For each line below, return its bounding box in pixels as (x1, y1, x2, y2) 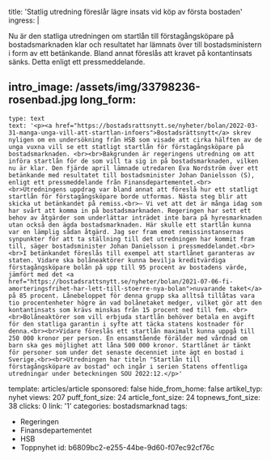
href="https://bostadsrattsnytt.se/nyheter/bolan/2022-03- (55, 121, 259, 130)
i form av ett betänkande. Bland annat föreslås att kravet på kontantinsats (8, 49, 252, 57)
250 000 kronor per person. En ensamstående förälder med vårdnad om (8, 334, 248, 343)
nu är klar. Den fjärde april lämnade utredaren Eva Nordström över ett (8, 164, 259, 172)
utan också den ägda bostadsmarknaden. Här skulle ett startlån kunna (8, 220, 252, 229)
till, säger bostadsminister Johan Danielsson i (8, 242, 176, 250)
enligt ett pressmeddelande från (8, 178, 121, 186)
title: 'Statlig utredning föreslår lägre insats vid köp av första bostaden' (8, 7, 243, 16)
